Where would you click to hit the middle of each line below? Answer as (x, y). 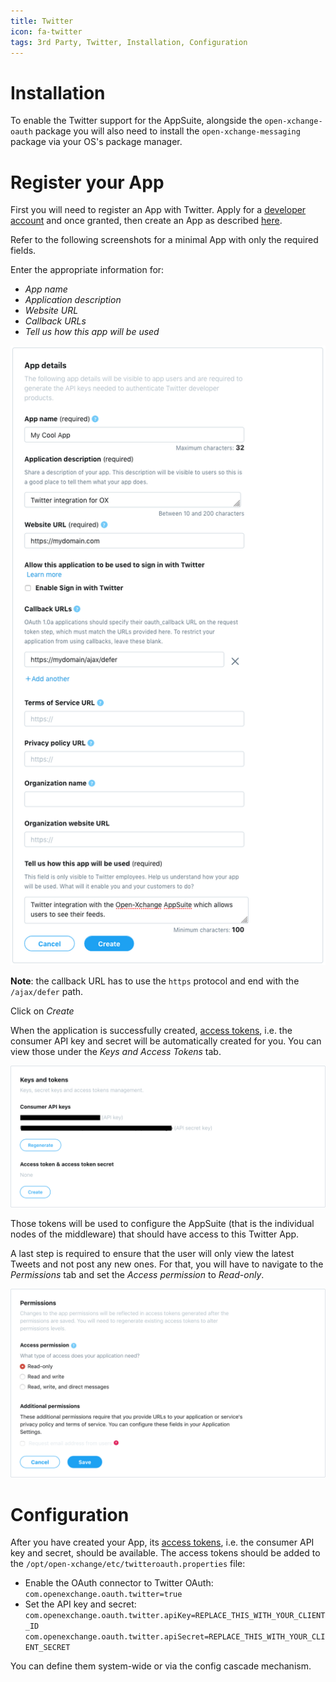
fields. (23, 251)
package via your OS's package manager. (96, 142)
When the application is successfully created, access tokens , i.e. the (151, 1030)
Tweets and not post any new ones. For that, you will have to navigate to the (167, 1264)
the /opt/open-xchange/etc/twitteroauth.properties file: (128, 1564)
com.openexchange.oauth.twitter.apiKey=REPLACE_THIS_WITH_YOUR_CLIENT (175, 1616)
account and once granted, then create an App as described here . (146, 221)
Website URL (51, 311)
